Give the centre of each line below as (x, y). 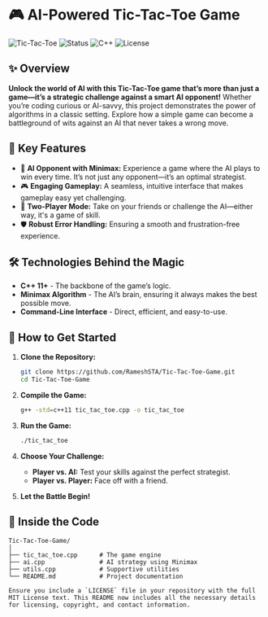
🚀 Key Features (48, 149)
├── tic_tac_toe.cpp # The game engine (85, 555)
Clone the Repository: (58, 357)
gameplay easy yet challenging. (73, 197)
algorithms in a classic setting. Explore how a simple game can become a (131, 114)
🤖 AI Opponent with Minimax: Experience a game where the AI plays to (140, 168)
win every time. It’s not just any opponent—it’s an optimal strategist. (133, 177)
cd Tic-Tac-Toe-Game (55, 380)
